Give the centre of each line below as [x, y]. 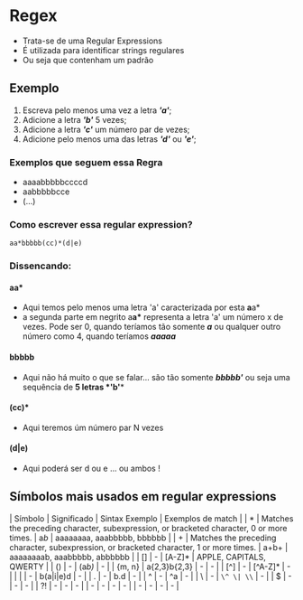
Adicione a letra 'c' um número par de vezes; [106, 129]
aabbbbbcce [46, 192]
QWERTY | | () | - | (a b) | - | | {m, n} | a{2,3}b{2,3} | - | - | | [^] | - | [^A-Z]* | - [150, 567]
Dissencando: [41, 266]
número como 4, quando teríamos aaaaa [99, 336]
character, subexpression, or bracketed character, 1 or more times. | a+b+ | [149, 547]
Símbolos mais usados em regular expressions [143, 497]
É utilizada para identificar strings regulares [103, 50]
